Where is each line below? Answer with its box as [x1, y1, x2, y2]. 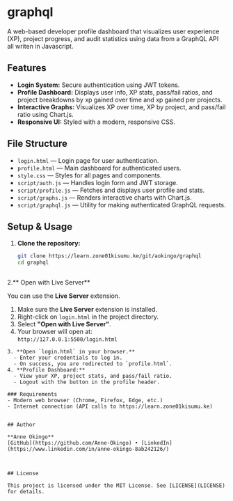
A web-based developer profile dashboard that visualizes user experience [7, 27, 220, 35]
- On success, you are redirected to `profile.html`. [13, 360, 172, 367]
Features [7, 62, 47, 74]
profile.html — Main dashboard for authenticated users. [17, 164, 182, 172]
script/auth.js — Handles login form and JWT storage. [17, 178, 179, 186]
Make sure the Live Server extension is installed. [17, 305, 158, 313]
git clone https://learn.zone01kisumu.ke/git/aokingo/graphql [17, 253, 202, 260]
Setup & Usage [7, 221, 73, 232]
